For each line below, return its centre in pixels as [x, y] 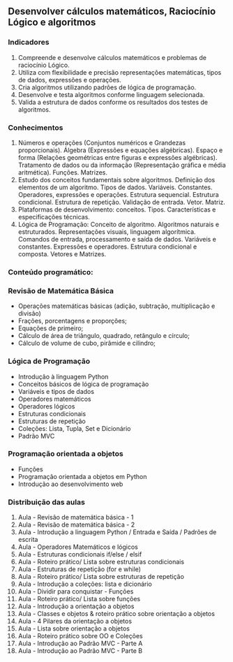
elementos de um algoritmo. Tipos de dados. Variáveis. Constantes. [115, 187]
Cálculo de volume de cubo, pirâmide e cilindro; [87, 343]
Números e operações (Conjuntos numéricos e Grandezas [102, 142]
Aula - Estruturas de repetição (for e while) [80, 569]
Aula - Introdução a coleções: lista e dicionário [85, 584]
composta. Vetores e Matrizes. [62, 253]
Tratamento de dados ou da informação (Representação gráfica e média [122, 165]
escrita [28, 540]
